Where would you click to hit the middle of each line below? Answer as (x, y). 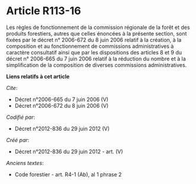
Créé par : (18, 140)
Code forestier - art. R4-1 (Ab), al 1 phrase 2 (68, 174)
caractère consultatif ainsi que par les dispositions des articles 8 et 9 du (94, 52)
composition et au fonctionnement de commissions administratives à (90, 46)
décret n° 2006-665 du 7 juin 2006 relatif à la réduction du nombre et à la (96, 59)
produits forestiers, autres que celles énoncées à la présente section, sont (97, 33)
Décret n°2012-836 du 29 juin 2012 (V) (62, 128)
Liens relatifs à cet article (38, 76)
